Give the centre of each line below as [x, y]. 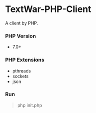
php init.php [30, 105]
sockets [20, 76]
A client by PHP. [22, 23]
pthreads [22, 70]
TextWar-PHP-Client [48, 9]
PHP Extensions [25, 60]
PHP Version [21, 36]
